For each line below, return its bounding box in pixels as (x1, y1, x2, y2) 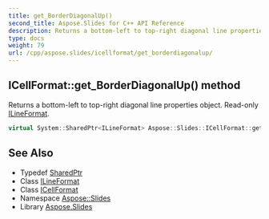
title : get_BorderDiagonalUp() (8, 11, 113, 20)
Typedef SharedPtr (19, 168, 83, 177)
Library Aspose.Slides (19, 201, 93, 211)
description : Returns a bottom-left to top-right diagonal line (8, 26, 227, 34)
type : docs (8, 34, 45, 43)
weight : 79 (8, 42, 45, 50)
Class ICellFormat (19, 185, 78, 194)
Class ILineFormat (19, 176, 80, 185)
